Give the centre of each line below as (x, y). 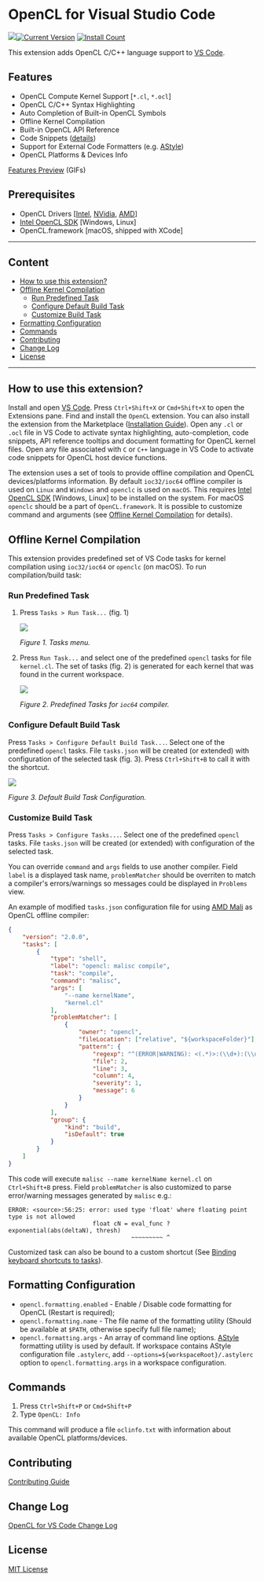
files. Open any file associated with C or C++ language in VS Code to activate (131, 449)
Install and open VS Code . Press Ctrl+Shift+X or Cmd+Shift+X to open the (126, 407)
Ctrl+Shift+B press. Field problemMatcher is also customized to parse (120, 1187)
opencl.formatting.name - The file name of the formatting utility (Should (135, 1321)
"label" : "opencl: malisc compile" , (110, 966)
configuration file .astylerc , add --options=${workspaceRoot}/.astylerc (136, 1354)
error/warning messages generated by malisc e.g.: (90, 1195)
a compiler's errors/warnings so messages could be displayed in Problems (128, 883)
